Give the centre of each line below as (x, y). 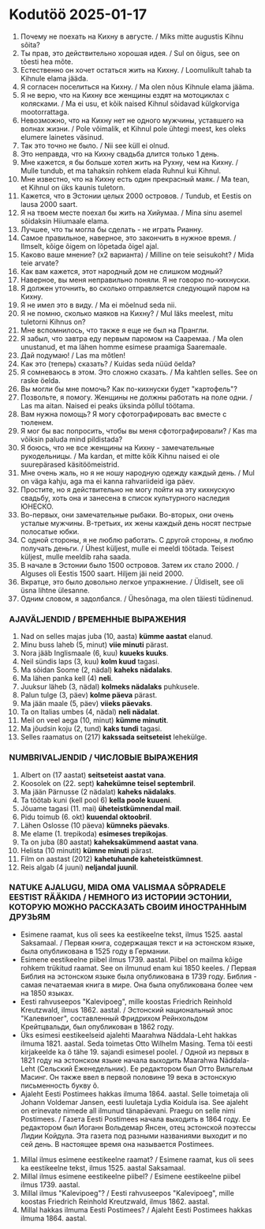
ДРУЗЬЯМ (30, 917)
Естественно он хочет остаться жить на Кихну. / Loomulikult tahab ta (136, 70)
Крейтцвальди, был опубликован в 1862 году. (97, 1026)
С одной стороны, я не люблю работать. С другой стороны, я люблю (137, 539)
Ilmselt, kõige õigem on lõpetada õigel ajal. (90, 246)
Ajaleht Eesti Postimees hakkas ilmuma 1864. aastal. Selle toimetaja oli (134, 1094)
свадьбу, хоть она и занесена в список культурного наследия (125, 498)
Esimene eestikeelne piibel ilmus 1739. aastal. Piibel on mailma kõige (131, 959)
